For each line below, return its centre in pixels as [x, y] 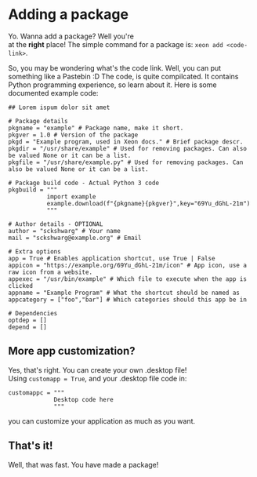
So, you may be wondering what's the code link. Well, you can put [115, 67]
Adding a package [69, 15]
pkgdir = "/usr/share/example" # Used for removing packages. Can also [127, 148]
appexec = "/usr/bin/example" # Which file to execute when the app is [127, 279]
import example [71, 197]
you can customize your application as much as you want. [102, 421]
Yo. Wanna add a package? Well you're [71, 36]
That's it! [31, 446]
